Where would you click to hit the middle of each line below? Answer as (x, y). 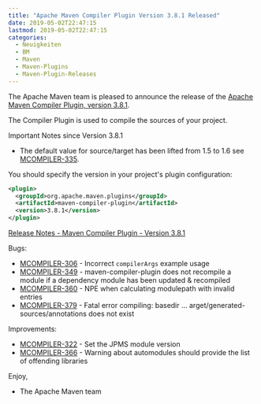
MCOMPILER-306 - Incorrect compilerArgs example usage (115, 263)
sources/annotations (53, 313)
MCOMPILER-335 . (49, 159)
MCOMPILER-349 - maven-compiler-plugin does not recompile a (125, 272)
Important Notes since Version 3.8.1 (66, 135)
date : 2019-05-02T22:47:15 (52, 23)
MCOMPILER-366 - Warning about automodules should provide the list (135, 352)
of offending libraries (54, 361)
